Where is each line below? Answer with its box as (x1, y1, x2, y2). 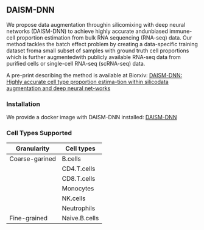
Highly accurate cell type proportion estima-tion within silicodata (6, 78, 169, 85)
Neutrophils (62, 204, 96, 212)
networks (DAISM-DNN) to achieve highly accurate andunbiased (6, 27, 169, 35)
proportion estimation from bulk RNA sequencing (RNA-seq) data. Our (16, 33, 192, 41)
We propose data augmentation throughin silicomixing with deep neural (6, 21, 186, 28)
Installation (6, 100, 41, 108)
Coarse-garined (9, 155, 57, 163)
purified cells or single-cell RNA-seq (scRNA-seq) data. (6, 60, 146, 67)
